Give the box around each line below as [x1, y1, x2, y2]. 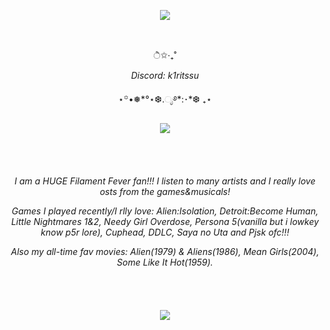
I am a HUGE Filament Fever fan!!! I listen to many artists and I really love [14, 175, 316, 187]
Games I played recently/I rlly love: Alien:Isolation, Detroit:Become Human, [11, 205, 319, 217]
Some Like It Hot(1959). [116, 256, 214, 268]
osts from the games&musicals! [99, 186, 231, 197]
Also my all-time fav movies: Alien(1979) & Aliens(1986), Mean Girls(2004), [10, 246, 320, 257]
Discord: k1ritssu [130, 70, 200, 81]
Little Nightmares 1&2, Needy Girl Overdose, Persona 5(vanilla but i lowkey [10, 216, 320, 227]
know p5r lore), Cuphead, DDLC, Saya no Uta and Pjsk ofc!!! [40, 226, 290, 238]
